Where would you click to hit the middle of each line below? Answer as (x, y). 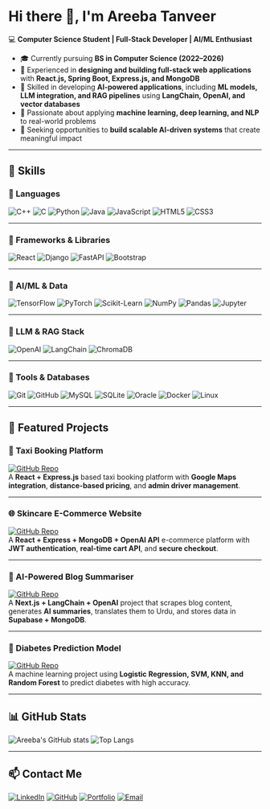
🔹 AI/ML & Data (38, 285)
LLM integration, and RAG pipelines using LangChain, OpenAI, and (133, 95)
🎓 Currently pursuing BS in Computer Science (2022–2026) (122, 58)
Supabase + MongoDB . (47, 620)
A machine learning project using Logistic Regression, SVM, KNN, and (126, 674)
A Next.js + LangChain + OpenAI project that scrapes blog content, (121, 603)
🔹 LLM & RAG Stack (46, 331)
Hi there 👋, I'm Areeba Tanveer (112, 16)
